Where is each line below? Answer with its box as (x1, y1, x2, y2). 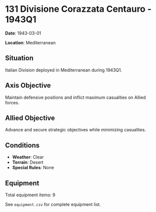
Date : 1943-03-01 (5, 30, 41, 36)
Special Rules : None (12, 165, 54, 171)
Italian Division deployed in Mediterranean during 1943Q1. (5, 67, 122, 73)
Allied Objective (5, 114, 55, 122)
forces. (5, 99, 20, 105)
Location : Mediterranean (5, 39, 56, 45)
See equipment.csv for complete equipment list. (5, 202, 101, 207)
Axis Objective (5, 81, 51, 90)
